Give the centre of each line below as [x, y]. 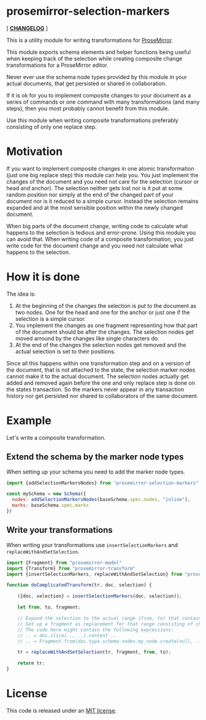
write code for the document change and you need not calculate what [94, 245]
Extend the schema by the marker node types [95, 457]
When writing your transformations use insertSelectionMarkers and [92, 545]
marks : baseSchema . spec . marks [50, 505]
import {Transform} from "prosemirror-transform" [71, 569]
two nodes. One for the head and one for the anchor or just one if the [102, 312]
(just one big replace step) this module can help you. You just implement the [102, 175]
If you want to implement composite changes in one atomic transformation [100, 168]
